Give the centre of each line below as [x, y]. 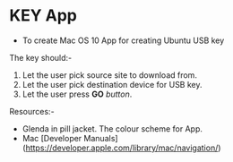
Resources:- [32, 111]
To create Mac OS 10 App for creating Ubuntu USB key [123, 40]
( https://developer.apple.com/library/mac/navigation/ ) [121, 148]
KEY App [43, 16]
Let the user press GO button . [77, 94]
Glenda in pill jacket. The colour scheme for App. [112, 128]
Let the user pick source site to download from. [109, 75]
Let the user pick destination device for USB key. [112, 84]
